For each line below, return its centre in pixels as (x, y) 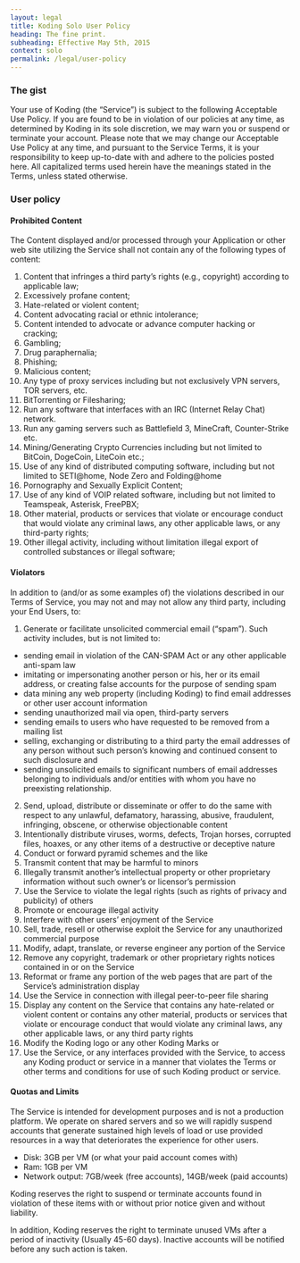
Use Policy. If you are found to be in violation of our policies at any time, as (147, 119)
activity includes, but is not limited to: (92, 638)
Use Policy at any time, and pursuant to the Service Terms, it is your (135, 147)
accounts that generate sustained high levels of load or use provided (137, 1130)
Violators (28, 573)
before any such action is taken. (69, 1249)
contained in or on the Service (79, 966)
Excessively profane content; (76, 296)
